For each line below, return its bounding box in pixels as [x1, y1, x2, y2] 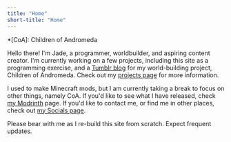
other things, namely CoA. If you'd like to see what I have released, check [7, 91, 216, 100]
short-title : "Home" [7, 17, 67, 23]
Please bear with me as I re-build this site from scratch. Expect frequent [7, 119, 212, 128]
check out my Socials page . [7, 106, 86, 114]
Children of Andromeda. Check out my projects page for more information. [7, 70, 219, 79]
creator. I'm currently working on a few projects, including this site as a [7, 56, 209, 64]
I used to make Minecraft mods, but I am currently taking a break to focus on [7, 84, 225, 92]
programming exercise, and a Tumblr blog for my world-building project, [7, 63, 212, 72]
